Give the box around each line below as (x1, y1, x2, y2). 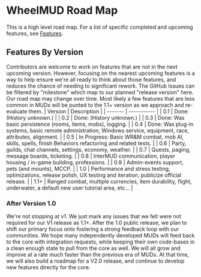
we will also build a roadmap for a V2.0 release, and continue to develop (6, 257, 185, 264)
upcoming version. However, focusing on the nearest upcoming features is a (6, 70, 195, 77)
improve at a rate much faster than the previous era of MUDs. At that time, (6, 251, 190, 258)
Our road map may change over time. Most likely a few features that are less (6, 95, 195, 102)
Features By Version (6, 47, 84, 58)
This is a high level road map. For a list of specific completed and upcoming (6, 23, 193, 31)
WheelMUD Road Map (6, 4, 118, 17)
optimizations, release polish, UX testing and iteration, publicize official (6, 171, 182, 179)
